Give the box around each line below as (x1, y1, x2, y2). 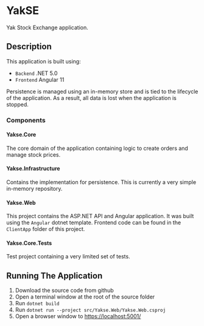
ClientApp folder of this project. (6, 225, 85, 233)
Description (6, 41, 52, 52)
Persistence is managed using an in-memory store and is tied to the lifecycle (6, 88, 199, 95)
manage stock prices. (6, 151, 61, 158)
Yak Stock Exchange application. (6, 24, 88, 31)
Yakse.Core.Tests (6, 239, 52, 247)
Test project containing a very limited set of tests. (6, 253, 130, 260)
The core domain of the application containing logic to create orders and (6, 144, 189, 152)
